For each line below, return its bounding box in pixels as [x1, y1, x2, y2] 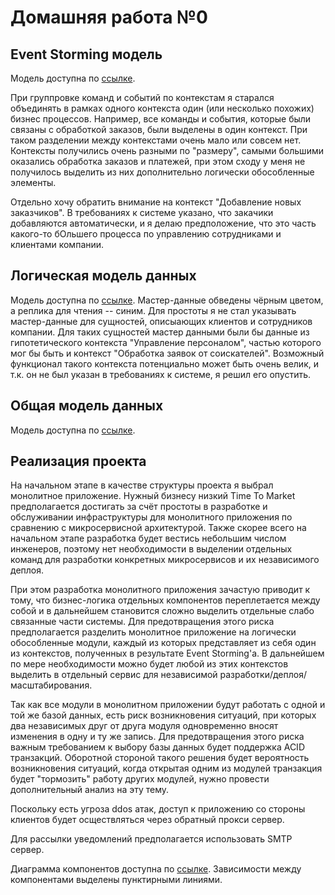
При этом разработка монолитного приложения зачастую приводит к [10, 584, 311, 596]
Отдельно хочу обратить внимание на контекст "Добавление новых [10, 196, 302, 208]
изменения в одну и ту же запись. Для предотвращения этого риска [10, 731, 305, 743]
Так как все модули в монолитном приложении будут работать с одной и [10, 699, 326, 711]
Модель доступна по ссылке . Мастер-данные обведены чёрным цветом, [10, 294, 324, 306]
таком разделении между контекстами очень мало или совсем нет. [10, 134, 302, 146]
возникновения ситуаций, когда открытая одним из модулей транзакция [10, 762, 323, 775]
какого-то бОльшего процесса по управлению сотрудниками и [10, 228, 282, 240]
